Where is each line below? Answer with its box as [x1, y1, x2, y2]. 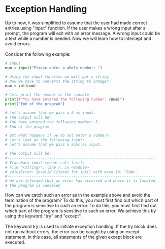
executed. [5, 239, 26, 245]
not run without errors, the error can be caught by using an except [5, 229, 139, 235]
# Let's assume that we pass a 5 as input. [5, 110, 96, 115]
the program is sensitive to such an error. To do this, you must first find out [5, 203, 157, 209]
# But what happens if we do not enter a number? [5, 133, 109, 138]
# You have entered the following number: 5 [5, 119, 98, 124]
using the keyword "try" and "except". [5, 213, 82, 219]
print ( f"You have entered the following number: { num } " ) [5, 97, 125, 102]
